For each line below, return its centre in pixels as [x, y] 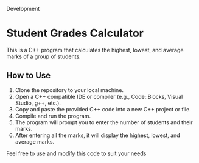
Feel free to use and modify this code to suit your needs [76, 153]
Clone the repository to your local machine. [69, 90]
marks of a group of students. [44, 56]
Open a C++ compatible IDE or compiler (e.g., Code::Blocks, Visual [99, 96]
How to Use [29, 75]
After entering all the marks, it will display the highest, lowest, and [98, 135]
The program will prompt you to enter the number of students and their [104, 122]
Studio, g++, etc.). [38, 103]
